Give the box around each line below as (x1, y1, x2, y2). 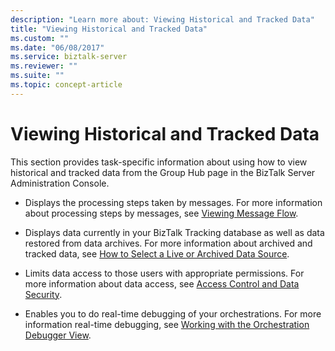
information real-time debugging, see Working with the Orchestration (24, 318, 310, 330)
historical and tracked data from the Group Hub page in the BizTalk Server (10, 166, 316, 178)
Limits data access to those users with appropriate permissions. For (24, 267, 305, 279)
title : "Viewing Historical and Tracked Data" (10, 24, 208, 34)
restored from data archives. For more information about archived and (24, 237, 313, 249)
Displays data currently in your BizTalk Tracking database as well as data (24, 226, 325, 238)
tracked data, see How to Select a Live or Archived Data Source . (24, 247, 290, 260)
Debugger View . (24, 329, 92, 341)
